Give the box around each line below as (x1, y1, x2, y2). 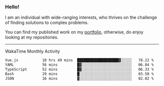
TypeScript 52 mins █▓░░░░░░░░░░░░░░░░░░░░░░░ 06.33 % (5, 67, 154, 72)
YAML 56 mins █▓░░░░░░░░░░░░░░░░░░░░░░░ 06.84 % (5, 63, 154, 67)
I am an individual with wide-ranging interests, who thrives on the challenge (5, 15, 157, 21)
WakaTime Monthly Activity (5, 48, 60, 54)
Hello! (5, 3, 20, 10)
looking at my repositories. (5, 34, 59, 40)
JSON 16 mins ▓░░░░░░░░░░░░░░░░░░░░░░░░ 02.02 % (5, 76, 154, 81)
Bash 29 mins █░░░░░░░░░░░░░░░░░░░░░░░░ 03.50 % (5, 71, 154, 76)
